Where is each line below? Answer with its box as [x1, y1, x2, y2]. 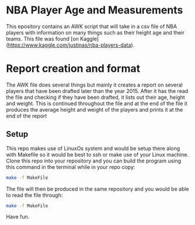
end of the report [6, 112, 47, 119]
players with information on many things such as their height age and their [6, 29, 185, 36]
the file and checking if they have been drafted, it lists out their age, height [6, 94, 185, 101]
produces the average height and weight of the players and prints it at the [6, 106, 183, 113]
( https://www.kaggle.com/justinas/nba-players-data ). [6, 41, 135, 49]
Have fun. [6, 213, 30, 220]
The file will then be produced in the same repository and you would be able [6, 185, 190, 192]
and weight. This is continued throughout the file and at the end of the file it [6, 100, 188, 107]
